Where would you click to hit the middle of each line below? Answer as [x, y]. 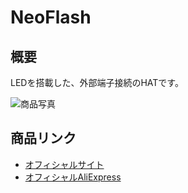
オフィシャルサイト [64, 164]
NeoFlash [51, 17]
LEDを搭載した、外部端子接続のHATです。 [97, 82]
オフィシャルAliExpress [73, 177]
